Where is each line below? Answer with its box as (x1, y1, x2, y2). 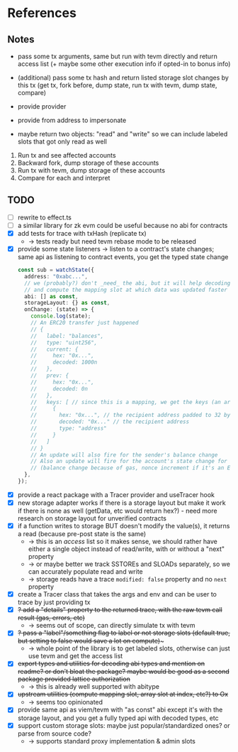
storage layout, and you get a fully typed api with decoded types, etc (17, 714, 219, 722)
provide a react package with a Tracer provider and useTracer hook (17, 490, 215, 498)
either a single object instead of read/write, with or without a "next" (28, 545, 225, 553)
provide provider (17, 102, 67, 111)
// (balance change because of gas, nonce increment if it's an (30, 464, 225, 472)
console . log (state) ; (30, 312, 91, 320)
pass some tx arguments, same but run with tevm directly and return (17, 52, 217, 60)
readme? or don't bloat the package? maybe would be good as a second (17, 667, 230, 676)
